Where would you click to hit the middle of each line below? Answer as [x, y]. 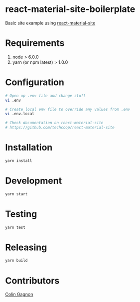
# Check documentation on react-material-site [54, 123]
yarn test [15, 227]
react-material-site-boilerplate [70, 9]
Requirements [35, 43]
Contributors [32, 281]
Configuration [35, 82]
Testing [21, 214]
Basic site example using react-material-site [50, 23]
